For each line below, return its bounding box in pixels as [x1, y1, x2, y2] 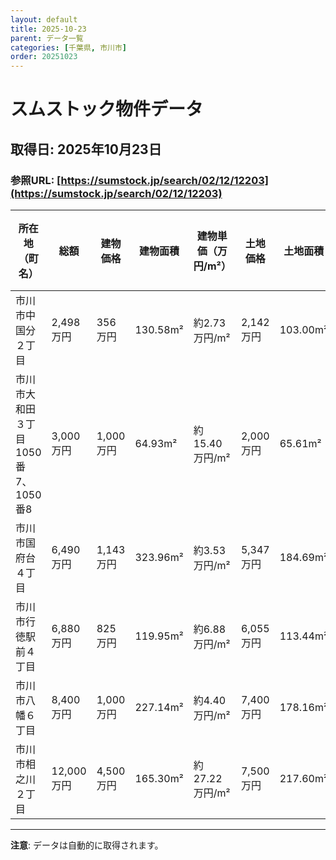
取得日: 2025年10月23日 [10, 141, 162, 158]
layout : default [10, 14, 78, 25]
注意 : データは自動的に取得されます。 [10, 839, 164, 851]
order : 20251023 [10, 52, 78, 62]
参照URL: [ [10, 173, 62, 187]
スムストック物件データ [10, 98, 204, 121]
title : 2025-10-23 [10, 24, 87, 34]
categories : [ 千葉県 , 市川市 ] [10, 42, 127, 53]
